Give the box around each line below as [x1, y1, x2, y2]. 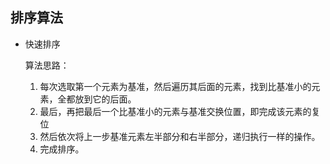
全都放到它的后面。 [57, 93, 137, 105]
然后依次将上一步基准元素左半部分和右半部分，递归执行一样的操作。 [39, 130, 321, 142]
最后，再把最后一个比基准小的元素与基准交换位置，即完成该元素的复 [39, 105, 321, 117]
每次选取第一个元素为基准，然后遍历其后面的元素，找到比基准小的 [39, 80, 312, 92]
